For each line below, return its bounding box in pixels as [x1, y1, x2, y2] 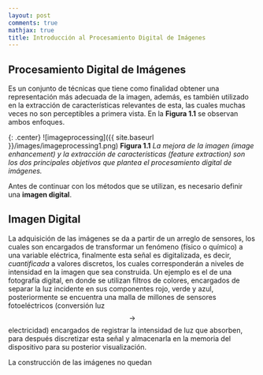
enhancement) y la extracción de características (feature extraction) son [8, 149, 246, 159]
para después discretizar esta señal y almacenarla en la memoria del [8, 333, 231, 343]
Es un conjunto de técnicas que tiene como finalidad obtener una [8, 84, 220, 93]
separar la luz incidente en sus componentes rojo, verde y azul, [8, 283, 214, 293]
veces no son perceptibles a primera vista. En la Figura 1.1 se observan [8, 109, 239, 118]
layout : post [8, 11, 51, 20]
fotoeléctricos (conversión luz [8, 301, 106, 310]
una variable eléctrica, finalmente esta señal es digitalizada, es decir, [8, 250, 232, 260]
